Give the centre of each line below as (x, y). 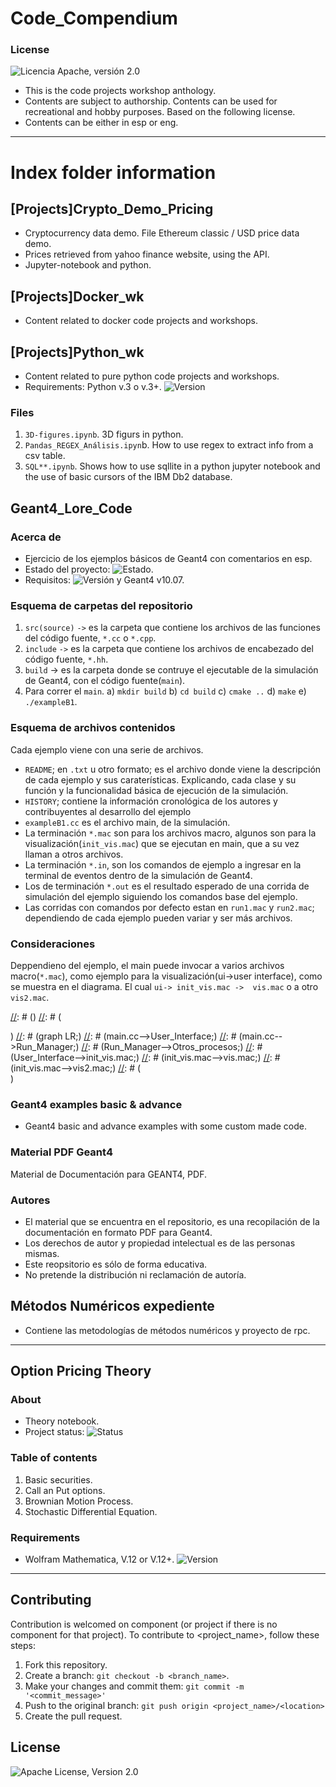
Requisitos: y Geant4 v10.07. (104, 580)
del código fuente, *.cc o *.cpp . (90, 638)
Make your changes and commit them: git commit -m (134, 1686)
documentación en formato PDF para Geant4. (118, 1232)
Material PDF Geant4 (61, 1152)
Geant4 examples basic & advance (96, 1104)
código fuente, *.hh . (66, 659)
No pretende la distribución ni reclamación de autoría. (135, 1274)
